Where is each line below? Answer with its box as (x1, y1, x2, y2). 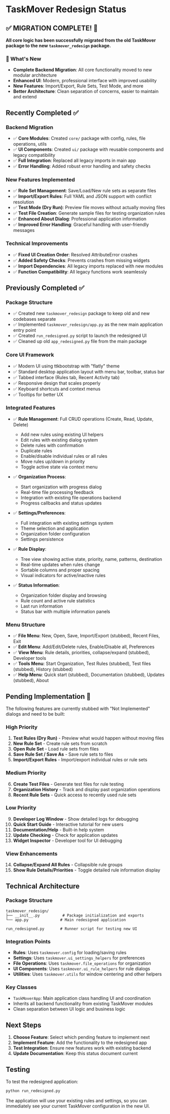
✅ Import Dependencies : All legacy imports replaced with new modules (13, 263, 163, 269)
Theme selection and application (20, 525, 89, 531)
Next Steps (6, 1021, 41, 1029)
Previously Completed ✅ (6, 283, 85, 292)
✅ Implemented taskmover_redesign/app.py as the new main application (13, 321, 163, 328)
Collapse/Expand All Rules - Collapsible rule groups (13, 862, 123, 868)
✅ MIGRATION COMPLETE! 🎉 (6, 24, 98, 32)
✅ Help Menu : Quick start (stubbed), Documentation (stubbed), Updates (13, 671, 165, 678)
